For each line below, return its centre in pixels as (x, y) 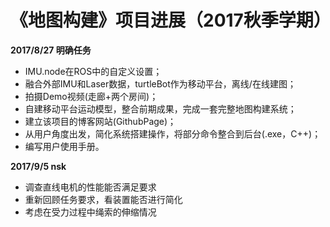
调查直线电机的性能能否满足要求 (90, 187)
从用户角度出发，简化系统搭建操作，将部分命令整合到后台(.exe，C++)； (173, 133)
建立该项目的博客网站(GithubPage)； (100, 121)
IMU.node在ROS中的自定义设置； (93, 71)
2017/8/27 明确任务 (51, 50)
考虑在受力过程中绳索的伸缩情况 (90, 212)
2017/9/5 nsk (38, 166)
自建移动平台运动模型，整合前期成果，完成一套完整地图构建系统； (160, 108)
